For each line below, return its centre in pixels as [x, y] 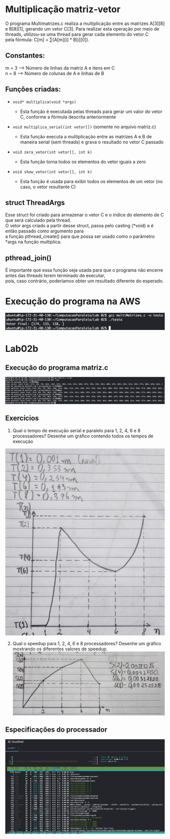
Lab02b [22, 349]
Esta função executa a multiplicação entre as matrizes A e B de [86, 136]
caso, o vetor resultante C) [48, 187]
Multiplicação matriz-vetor [63, 9]
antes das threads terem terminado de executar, [55, 276]
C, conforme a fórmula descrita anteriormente [68, 117]
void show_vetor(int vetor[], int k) [52, 172]
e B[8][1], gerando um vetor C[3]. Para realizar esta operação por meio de [82, 28]
